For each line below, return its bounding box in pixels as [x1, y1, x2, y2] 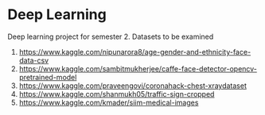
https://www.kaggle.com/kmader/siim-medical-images [18, 98, 199, 107]
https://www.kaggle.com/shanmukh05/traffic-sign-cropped [18, 89, 215, 98]
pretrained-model [18, 72, 77, 82]
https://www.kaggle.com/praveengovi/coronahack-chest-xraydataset [18, 81, 247, 90]
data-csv [18, 56, 49, 65]
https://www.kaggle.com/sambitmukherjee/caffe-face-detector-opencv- [18, 63, 258, 73]
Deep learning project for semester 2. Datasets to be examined [7, 32, 214, 41]
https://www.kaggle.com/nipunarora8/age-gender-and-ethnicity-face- [18, 47, 251, 56]
